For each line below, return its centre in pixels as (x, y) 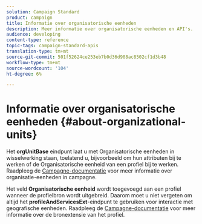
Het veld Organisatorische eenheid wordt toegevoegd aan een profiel (94, 189)
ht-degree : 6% (24, 74)
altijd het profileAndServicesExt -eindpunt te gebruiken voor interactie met (100, 202)
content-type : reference (37, 40)
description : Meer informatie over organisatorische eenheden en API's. (100, 29)
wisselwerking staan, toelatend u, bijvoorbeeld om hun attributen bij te (94, 158)
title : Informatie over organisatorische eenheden (71, 23)
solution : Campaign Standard (43, 12)
